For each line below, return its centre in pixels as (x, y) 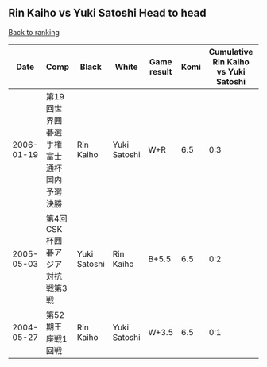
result (161, 71)
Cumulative (231, 52)
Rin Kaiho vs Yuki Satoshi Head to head (107, 13)
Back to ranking (34, 32)
